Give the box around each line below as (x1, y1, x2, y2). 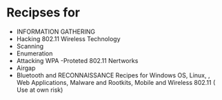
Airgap (16, 64, 36, 72)
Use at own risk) (16, 86, 63, 94)
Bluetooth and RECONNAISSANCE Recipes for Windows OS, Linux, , (16, 71, 210, 79)
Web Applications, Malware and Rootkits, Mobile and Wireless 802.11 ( (16, 78, 216, 86)
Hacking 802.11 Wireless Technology (16, 34, 121, 42)
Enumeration (16, 49, 53, 58)
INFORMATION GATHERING (16, 27, 96, 36)
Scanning (16, 42, 44, 50)
